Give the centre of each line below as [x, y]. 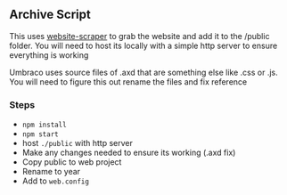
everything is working [49, 55]
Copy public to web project [72, 162]
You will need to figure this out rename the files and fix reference [128, 81]
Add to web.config [55, 181]
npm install [44, 125]
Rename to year [51, 172]
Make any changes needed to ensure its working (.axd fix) [129, 153]
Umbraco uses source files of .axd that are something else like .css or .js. [143, 72]
